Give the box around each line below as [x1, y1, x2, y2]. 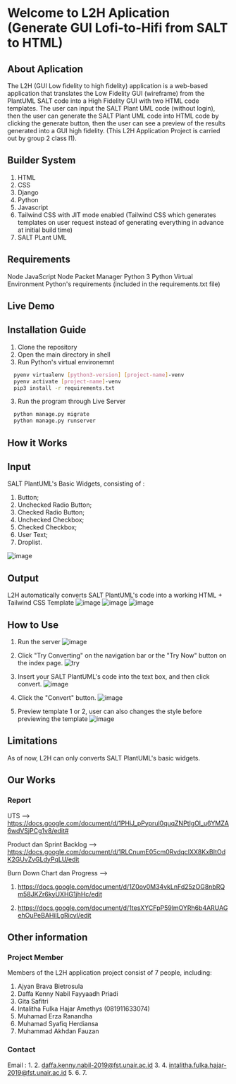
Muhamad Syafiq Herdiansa [17, 1020, 99, 1028]
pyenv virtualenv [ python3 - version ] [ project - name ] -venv [13, 371, 185, 378]
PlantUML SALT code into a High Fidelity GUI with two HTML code [7, 97, 199, 105]
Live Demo [7, 300, 55, 312]
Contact [7, 1045, 36, 1054]
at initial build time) [17, 226, 73, 234]
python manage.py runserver [13, 417, 97, 424]
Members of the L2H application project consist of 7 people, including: [7, 968, 213, 977]
